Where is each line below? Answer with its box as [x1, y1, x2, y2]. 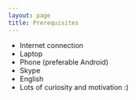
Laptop [19, 49, 43, 58]
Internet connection [19, 40, 84, 50]
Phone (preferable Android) [19, 57, 108, 67]
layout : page [8, 11, 51, 20]
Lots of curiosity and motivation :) [19, 82, 129, 91]
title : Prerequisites [8, 19, 79, 27]
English [19, 74, 44, 83]
